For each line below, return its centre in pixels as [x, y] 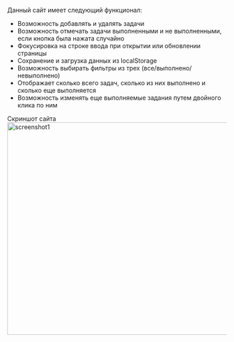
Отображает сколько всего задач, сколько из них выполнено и [111, 83]
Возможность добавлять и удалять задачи [81, 23]
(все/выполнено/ [167, 68]
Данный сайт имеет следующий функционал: [75, 10]
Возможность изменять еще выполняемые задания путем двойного [119, 98]
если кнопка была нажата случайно [71, 38]
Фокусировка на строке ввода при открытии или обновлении [109, 46]
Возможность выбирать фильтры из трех [79, 68]
